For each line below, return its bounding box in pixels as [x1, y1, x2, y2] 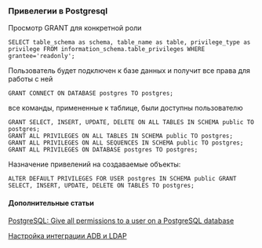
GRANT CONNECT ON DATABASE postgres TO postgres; [8, 89, 174, 97]
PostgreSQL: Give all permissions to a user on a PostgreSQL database [8, 216, 235, 225]
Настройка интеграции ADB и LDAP [8, 231, 127, 240]
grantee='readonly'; [8, 53, 76, 60]
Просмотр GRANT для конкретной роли [8, 24, 142, 33]
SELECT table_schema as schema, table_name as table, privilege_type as [8, 38, 251, 46]
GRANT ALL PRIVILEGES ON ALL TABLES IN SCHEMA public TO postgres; [8, 132, 234, 140]
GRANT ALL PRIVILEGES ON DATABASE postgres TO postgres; [8, 146, 198, 154]
